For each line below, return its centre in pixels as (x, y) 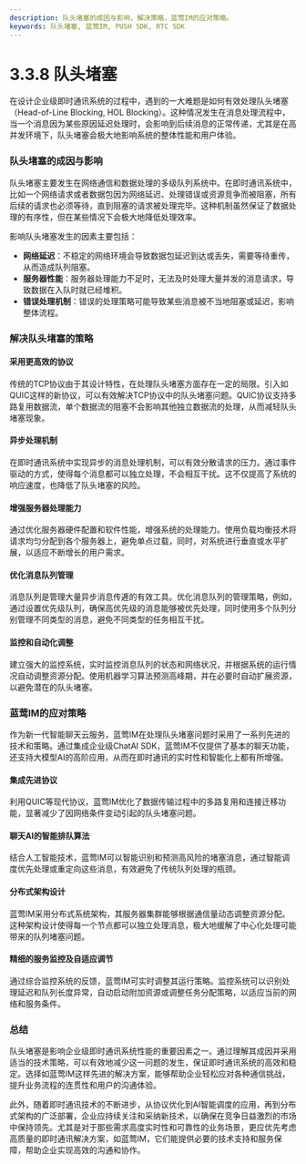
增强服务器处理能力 (46, 507)
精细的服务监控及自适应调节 (61, 959)
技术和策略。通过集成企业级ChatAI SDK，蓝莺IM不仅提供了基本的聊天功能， (152, 745)
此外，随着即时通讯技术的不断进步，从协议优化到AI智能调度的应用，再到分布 (153, 1105)
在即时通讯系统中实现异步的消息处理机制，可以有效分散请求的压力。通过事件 (153, 463)
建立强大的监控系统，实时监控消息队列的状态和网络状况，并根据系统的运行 (149, 664)
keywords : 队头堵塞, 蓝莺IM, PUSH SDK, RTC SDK (97, 26)
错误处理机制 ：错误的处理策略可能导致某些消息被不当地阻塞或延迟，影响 (158, 301)
